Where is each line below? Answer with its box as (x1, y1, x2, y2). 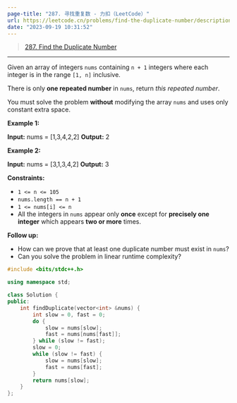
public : (7, 298, 30, 305)
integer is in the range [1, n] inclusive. (7, 71, 121, 79)
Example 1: (7, 119, 40, 128)
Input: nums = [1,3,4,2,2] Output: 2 (7, 133, 110, 141)
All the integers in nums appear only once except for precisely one (17, 210, 209, 219)
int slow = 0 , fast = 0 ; (32, 311, 106, 318)
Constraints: (7, 174, 45, 182)
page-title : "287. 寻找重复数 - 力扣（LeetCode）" (7, 10, 150, 18)
